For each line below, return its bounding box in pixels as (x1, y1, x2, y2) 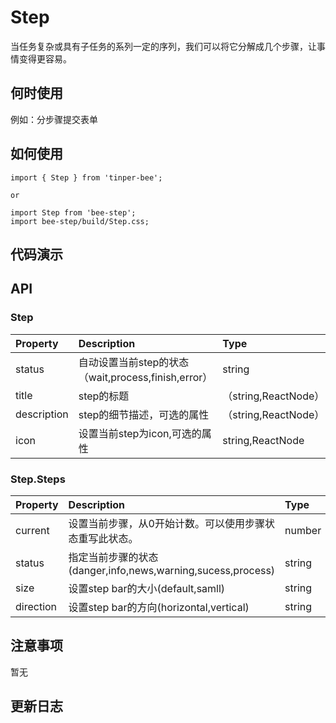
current (15, 523, 50, 537)
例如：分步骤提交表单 (10, 113, 98, 125)
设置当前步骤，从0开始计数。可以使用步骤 (68, 516, 265, 530)
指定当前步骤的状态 (68, 550, 159, 564)
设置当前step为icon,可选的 (78, 426, 202, 440)
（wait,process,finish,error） (78, 370, 213, 384)
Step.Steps (10, 472, 66, 486)
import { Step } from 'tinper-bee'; (10, 172, 163, 183)
